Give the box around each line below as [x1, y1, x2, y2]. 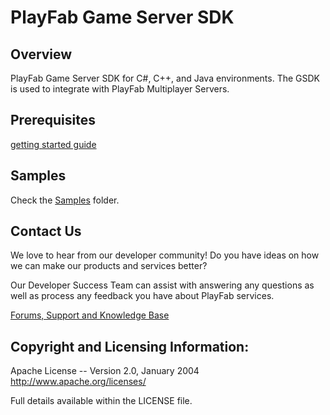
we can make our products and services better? [10, 260, 208, 272]
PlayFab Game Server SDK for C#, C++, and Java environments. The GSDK [10, 72, 321, 84]
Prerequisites [10, 112, 96, 129]
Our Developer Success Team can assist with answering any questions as [10, 279, 315, 291]
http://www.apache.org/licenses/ [10, 376, 147, 388]
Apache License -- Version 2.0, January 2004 [10, 365, 200, 377]
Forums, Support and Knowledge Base [10, 309, 170, 321]
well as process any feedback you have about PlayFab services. [10, 290, 275, 302]
